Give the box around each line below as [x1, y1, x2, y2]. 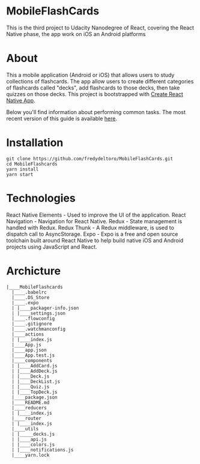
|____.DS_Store [11, 294, 50, 301]
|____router [11, 415, 42, 421]
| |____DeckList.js [11, 378, 61, 385]
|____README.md [11, 399, 50, 406]
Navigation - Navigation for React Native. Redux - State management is [6, 217, 183, 224]
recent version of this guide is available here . [6, 115, 118, 122]
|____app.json [11, 347, 47, 353]
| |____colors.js [11, 441, 55, 448]
